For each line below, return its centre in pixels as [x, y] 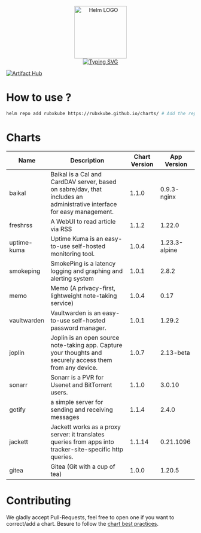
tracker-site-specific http [87, 449]
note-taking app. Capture [86, 345]
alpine [169, 250]
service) [62, 303]
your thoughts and [76, 353]
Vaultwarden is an [76, 313]
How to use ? [39, 97]
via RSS [61, 229]
